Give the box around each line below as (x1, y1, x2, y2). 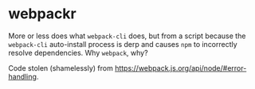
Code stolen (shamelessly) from (8, 63, 113, 72)
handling (8, 72, 37, 81)
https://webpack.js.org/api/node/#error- (114, 63, 247, 72)
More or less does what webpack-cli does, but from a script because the (8, 31, 246, 41)
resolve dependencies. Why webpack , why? (8, 48, 149, 57)
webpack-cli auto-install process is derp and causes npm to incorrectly (8, 39, 237, 48)
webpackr (8, 5, 77, 23)
